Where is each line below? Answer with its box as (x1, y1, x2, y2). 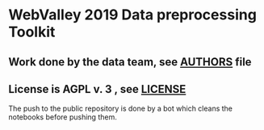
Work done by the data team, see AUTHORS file (8, 55, 252, 69)
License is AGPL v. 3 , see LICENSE (8, 82, 186, 96)
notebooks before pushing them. (8, 112, 117, 122)
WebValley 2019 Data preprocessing (8, 6, 257, 24)
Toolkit (8, 23, 56, 41)
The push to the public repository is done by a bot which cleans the (8, 103, 233, 114)
